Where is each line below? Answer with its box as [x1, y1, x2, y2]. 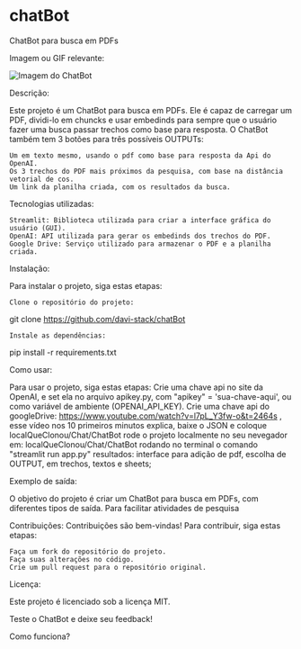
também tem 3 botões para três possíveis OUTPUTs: [9, 133, 204, 144]
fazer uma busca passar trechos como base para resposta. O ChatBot [9, 123, 269, 135]
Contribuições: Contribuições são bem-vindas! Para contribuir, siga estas [9, 519, 281, 531]
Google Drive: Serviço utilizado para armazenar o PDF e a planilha [9, 239, 271, 248]
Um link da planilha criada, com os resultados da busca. [9, 182, 231, 192]
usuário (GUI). [9, 223, 66, 232]
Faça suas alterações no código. [9, 554, 135, 563]
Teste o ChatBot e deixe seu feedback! [9, 613, 153, 624]
